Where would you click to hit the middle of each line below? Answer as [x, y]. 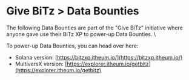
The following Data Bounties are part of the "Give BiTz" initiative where [95, 28]
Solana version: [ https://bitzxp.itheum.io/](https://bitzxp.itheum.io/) [99, 57]
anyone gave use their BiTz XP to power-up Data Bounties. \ [81, 34]
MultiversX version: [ [41, 64]
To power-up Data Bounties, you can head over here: [72, 46]
